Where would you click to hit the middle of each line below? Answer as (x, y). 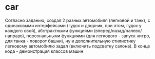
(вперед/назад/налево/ (118, 30)
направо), (15, 36)
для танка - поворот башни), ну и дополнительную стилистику (70, 41)
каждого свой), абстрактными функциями (49, 30)
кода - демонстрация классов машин (44, 51)
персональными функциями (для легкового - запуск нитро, (88, 36)
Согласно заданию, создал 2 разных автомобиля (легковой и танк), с (77, 20)
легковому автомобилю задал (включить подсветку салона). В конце (77, 46)
